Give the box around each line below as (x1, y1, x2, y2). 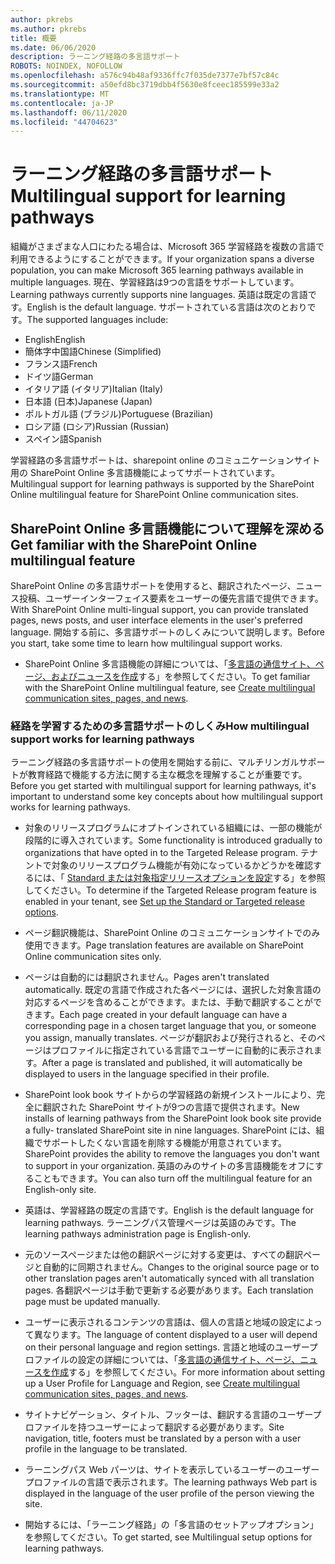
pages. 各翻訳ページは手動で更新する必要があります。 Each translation (24, 1284, 314, 1296)
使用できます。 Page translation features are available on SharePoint (24, 939, 304, 951)
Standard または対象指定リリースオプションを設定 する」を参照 (66, 872, 326, 884)
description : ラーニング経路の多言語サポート (10, 52, 181, 62)
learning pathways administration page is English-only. (24, 1228, 252, 1240)
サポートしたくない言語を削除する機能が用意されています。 (42, 1137, 287, 1149)
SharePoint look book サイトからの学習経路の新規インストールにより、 (24, 1089, 317, 1101)
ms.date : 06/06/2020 (10, 42, 97, 53)
